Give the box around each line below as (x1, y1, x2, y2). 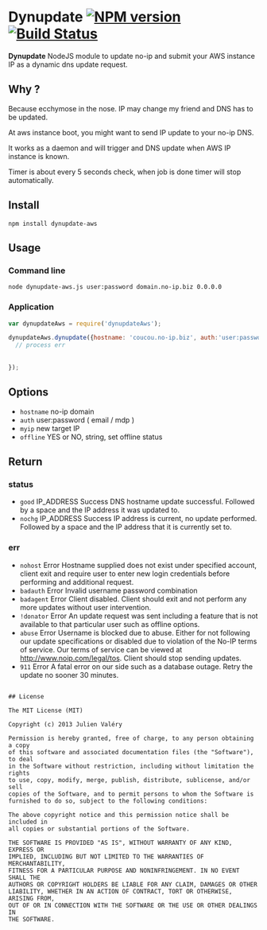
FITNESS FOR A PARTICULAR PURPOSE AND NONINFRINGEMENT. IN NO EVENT (8, 866, 240, 874)
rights (8, 769, 30, 777)
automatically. (8, 175, 54, 185)
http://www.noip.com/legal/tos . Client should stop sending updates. (19, 653, 242, 663)
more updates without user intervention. (19, 602, 152, 612)
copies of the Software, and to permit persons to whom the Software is (8, 790, 254, 798)
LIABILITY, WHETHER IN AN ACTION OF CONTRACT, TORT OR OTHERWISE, (8, 887, 233, 895)
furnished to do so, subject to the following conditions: (8, 796, 208, 805)
